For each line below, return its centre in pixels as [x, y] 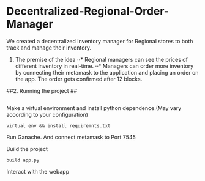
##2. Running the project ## [42, 90]
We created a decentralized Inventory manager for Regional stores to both [100, 41]
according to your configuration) [47, 114]
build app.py [23, 160]
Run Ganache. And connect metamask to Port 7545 [71, 137]
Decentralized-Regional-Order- [88, 11]
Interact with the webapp [38, 171]
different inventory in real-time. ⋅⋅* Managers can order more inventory [104, 66]
